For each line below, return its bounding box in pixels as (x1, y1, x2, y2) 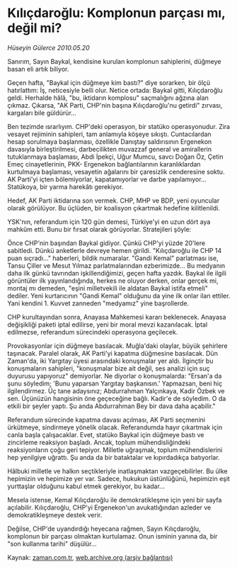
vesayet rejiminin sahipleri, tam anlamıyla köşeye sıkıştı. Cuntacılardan (7, 130, 212, 138)
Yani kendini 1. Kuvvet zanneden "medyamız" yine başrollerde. (7, 299, 190, 308)
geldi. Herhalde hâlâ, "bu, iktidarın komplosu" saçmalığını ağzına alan (7, 94, 209, 102)
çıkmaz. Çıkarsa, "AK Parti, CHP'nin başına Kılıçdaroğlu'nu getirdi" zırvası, (7, 101, 223, 109)
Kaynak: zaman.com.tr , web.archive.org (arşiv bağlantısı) (7, 553, 173, 561)
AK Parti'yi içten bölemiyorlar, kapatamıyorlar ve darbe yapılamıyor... (7, 175, 207, 184)
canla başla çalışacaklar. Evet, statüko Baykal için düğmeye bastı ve (7, 430, 204, 439)
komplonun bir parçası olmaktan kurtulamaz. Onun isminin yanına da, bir (7, 531, 218, 540)
